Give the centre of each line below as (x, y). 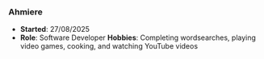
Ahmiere (25, 12)
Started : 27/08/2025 (55, 29)
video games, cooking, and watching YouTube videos (109, 46)
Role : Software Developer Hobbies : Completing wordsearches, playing (138, 37)
